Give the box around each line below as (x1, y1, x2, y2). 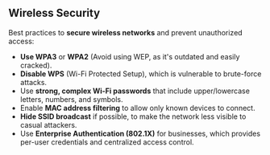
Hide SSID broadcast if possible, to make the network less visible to (19, 112, 247, 121)
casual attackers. (19, 120, 77, 129)
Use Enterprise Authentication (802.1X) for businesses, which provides (19, 128, 260, 138)
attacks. (19, 77, 47, 87)
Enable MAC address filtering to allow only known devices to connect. (19, 103, 255, 112)
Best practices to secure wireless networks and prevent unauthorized (8, 27, 243, 37)
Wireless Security (8, 6, 101, 20)
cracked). (19, 60, 52, 70)
